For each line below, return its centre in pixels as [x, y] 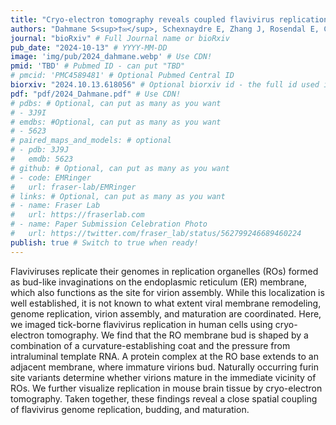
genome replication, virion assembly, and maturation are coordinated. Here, [166, 313]
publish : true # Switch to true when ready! [104, 242]
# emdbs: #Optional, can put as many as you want [116, 122]
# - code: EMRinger [51, 177]
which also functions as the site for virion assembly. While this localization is [167, 292]
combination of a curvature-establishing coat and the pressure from [150, 345]
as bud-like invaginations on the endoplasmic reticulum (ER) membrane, [159, 282]
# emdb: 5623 [42, 159]
